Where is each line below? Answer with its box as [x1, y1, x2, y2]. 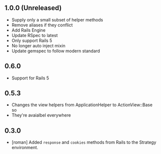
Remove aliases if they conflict [11, 22, 73, 28]
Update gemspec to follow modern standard [11, 48, 100, 54]
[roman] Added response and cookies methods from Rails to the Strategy [11, 139, 156, 145]
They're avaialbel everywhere [11, 112, 71, 118]
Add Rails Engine [11, 27, 46, 33]
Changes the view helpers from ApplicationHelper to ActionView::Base [11, 102, 153, 108]
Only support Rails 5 [11, 38, 52, 43]
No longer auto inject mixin [11, 42, 66, 48]
